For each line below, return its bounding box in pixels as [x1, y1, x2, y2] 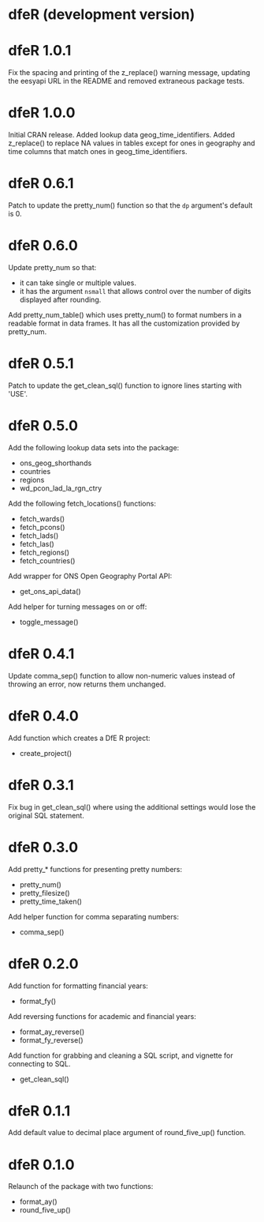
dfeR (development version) [8, 6, 195, 24]
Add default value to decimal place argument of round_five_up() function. [8, 1128, 246, 1137]
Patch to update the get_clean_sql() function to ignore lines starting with [8, 381, 242, 390]
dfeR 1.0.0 [8, 104, 76, 122]
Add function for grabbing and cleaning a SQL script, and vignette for [8, 1051, 234, 1060]
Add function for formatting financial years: [8, 981, 148, 991]
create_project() [19, 748, 73, 758]
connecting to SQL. [8, 1058, 71, 1068]
